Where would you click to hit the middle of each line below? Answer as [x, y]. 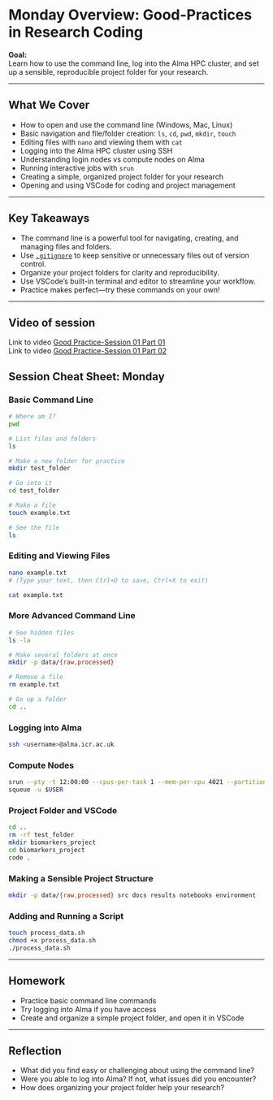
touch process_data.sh [47, 933]
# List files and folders [52, 439]
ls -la [19, 640]
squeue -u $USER [36, 790]
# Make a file [32, 505]
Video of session [52, 323]
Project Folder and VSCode [63, 810]
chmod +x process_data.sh [52, 941]
